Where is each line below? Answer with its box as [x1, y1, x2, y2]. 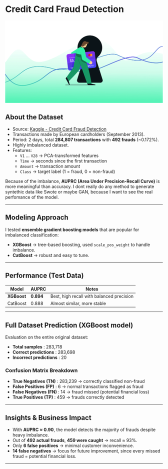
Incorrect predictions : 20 [12, 354, 67, 360]
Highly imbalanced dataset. [12, 142, 69, 148]
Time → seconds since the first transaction [19, 158, 107, 164]
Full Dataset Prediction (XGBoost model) [5, 321, 133, 329]
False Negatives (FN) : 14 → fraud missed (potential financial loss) [12, 389, 149, 395]
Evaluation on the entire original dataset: [5, 334, 88, 340]
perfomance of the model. [5, 194, 59, 200]
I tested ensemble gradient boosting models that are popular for [5, 226, 139, 232]
